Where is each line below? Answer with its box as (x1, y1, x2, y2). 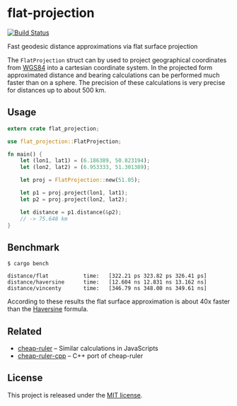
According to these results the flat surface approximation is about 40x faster (7, 297, 231, 306)
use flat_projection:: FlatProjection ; (7, 138, 122, 145)
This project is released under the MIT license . (7, 390, 143, 399)
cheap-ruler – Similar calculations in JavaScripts (17, 344, 158, 352)
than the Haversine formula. (7, 305, 88, 313)
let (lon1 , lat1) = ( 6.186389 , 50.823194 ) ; (20, 157, 151, 164)
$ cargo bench (7, 260, 50, 267)
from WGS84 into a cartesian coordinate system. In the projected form (7, 63, 213, 71)
